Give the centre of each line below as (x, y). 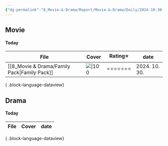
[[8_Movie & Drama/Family (39, 66)
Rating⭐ (119, 56)
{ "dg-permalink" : (23, 10)
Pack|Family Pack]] (30, 73)
